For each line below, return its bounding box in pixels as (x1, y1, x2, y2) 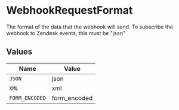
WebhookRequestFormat (6, 4, 133, 17)
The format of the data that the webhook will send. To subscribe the (6, 23, 174, 30)
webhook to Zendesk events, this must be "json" (6, 29, 126, 36)
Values (6, 47, 33, 57)
